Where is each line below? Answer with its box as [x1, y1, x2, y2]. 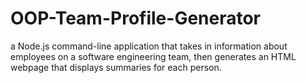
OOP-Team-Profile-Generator [10, 7, 262, 30]
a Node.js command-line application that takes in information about [10, 40, 288, 52]
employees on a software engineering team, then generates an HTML [10, 50, 297, 62]
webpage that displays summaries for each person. [10, 61, 222, 73]
